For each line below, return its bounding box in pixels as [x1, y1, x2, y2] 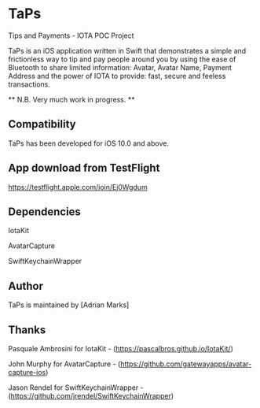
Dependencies [8, 205, 81, 218]
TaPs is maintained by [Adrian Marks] [8, 300, 130, 310]
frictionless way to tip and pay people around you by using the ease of [8, 54, 236, 64]
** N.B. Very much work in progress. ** [8, 95, 135, 104]
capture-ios [8, 368, 46, 376]
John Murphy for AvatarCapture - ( [8, 359, 121, 369]
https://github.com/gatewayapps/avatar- [120, 359, 252, 369]
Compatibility [8, 117, 76, 131]
